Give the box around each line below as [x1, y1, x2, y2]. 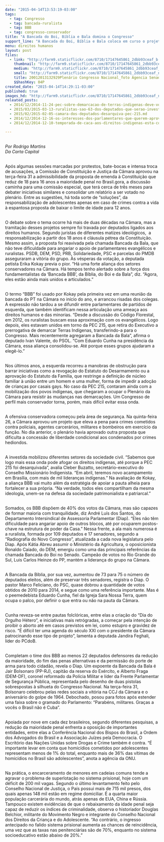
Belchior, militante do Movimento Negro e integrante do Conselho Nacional [5, 811, 155, 817]
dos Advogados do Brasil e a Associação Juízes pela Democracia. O [5, 735, 143, 741]
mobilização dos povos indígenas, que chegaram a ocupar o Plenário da [5, 388, 150, 394]
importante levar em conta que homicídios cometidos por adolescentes [5, 745, 148, 751]
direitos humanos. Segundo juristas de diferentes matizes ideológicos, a [5, 230, 151, 236]
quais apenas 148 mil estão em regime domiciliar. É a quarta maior [5, 791, 138, 797]
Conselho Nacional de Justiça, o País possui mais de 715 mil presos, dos [5, 785, 151, 791]
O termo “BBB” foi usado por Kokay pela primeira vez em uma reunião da [5, 291, 152, 297]
